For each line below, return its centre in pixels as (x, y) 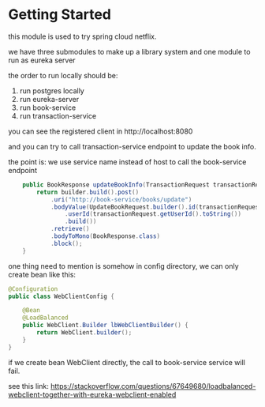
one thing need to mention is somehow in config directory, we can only (123, 266)
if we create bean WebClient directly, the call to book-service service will (127, 362)
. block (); (66, 243)
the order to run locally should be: (63, 75)
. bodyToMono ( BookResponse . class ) (105, 236)
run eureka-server (49, 99)
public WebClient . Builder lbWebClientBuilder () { (106, 326)
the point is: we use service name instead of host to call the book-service (127, 162)
